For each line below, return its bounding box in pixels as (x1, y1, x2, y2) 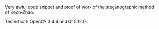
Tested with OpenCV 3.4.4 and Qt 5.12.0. (5, 19, 87, 24)
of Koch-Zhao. (5, 9, 34, 15)
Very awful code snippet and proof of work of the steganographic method (5, 4, 154, 10)
